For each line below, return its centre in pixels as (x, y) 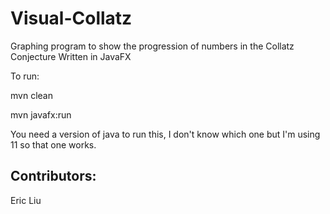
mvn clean (31, 95)
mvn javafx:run (41, 114)
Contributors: (53, 176)
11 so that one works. (53, 144)
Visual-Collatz (71, 18)
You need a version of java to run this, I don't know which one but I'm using (165, 134)
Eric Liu (26, 200)
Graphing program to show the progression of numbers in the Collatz (152, 46)
